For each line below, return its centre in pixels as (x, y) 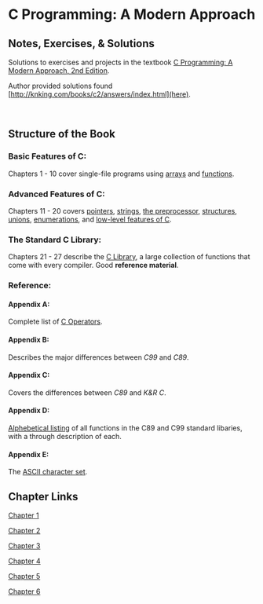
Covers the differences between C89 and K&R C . (87, 392)
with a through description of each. (65, 437)
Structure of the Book (62, 134)
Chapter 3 (24, 546)
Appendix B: (29, 340)
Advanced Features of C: (57, 194)
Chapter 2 (24, 531)
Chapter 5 (24, 577)
